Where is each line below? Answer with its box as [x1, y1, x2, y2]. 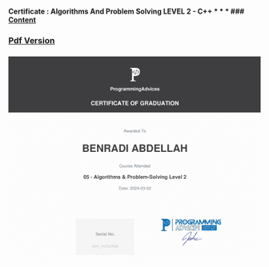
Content [8, 14, 36, 24]
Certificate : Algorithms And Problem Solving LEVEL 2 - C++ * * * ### [8, 6, 245, 16]
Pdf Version [8, 34, 55, 46]
